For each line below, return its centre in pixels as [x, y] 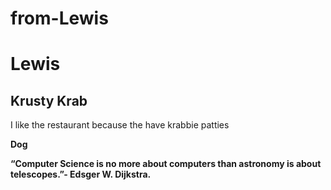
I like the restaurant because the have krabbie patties [120, 125]
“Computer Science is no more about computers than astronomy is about [166, 164]
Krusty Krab [49, 100]
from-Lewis [59, 18]
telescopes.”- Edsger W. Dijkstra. [81, 174]
